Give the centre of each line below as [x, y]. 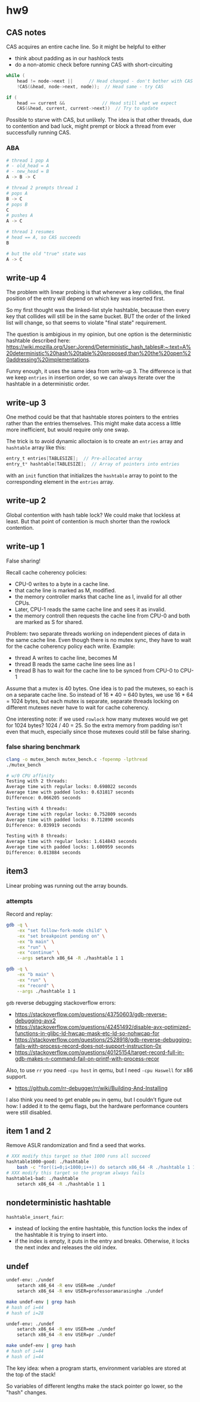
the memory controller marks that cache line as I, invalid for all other [99, 597]
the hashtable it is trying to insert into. [61, 1235]
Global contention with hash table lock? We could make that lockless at [93, 515]
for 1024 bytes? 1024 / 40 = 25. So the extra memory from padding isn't [94, 725]
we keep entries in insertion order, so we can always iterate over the [91, 378]
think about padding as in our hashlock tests [69, 58]
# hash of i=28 [25, 1313]
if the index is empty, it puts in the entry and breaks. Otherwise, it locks [102, 1241]
